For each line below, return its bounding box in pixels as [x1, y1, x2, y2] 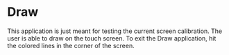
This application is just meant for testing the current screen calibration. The [7, 27, 223, 35]
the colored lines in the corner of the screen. [7, 41, 135, 49]
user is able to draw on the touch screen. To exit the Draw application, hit [7, 34, 217, 42]
